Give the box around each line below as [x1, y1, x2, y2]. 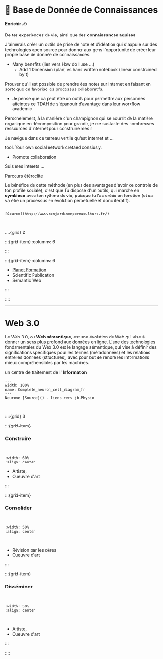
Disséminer [5, 583, 33, 590]
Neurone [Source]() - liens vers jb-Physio [5, 395, 95, 400]
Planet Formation [12, 267, 47, 273]
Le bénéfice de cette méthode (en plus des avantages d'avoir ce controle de [5, 182, 158, 188]
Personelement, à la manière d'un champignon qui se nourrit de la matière [5, 115, 153, 121]
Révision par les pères [12, 547, 57, 553]
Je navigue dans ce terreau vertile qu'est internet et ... [5, 135, 114, 141]
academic [12, 106, 33, 111]
